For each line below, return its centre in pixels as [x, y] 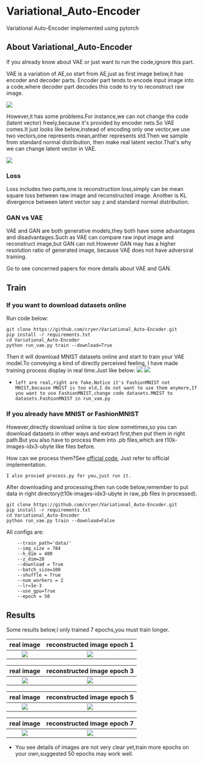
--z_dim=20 [31, 559]
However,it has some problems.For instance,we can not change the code [98, 116]
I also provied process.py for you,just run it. [69, 476]
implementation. [26, 465]
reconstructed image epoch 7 [90, 723]
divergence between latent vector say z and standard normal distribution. [98, 202]
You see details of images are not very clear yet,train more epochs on [102, 747]
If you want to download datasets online [66, 305]
